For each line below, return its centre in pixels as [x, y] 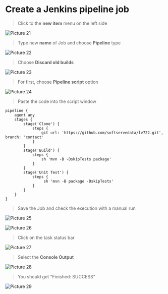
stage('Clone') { [41, 124]
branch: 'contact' [24, 137]
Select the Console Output [46, 257]
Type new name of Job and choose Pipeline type [69, 43]
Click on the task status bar [46, 238]
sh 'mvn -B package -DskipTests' [79, 181]
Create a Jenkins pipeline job [67, 9]
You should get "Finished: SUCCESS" [57, 276]
